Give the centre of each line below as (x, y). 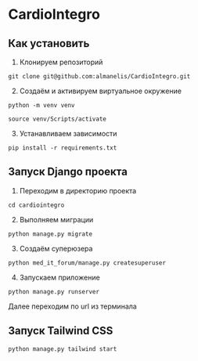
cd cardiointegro (36, 205)
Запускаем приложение (59, 277)
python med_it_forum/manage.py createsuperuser (87, 263)
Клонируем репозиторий (61, 62)
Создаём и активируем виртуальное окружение (101, 91)
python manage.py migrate (50, 234)
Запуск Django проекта (68, 172)
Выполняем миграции (56, 219)
